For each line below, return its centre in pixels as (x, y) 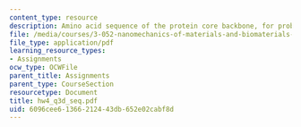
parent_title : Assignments (60, 76)
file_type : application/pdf (62, 42)
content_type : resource (54, 17)
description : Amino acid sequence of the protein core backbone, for (142, 26)
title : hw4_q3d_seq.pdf (54, 101)
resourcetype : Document (54, 92)
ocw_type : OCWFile (43, 68)
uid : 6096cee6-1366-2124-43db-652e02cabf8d (92, 109)
